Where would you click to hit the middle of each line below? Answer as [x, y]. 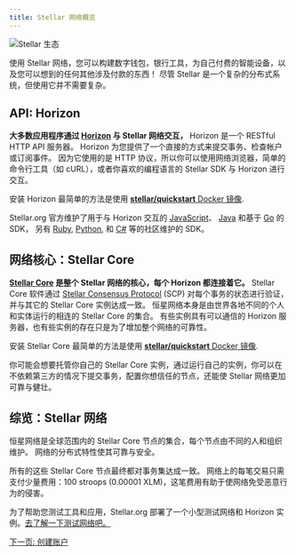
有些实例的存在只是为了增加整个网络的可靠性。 [125, 327]
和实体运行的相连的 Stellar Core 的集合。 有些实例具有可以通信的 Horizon [143, 316]
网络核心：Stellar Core [72, 260]
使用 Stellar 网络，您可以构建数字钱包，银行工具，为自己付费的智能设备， [144, 62]
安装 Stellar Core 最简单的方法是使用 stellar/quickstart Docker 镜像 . [134, 346]
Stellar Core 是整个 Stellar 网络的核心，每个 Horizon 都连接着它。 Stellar [142, 283]
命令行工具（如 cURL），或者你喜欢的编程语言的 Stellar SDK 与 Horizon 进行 [147, 169]
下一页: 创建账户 [39, 542]
